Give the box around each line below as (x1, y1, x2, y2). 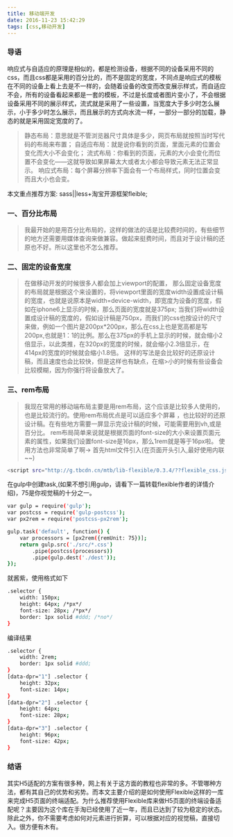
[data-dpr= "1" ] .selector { (7, 673, 89, 681)
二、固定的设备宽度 (7, 262, 71, 272)
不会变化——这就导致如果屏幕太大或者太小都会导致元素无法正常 (30, 157, 213, 165)
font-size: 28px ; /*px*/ (19, 607, 92, 614)
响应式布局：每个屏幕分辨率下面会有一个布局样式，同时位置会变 (37, 166, 221, 174)
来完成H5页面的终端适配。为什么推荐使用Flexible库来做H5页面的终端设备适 (7, 796, 222, 804)
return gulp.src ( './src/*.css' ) (19, 541, 113, 548)
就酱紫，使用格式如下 (7, 574, 68, 582)
